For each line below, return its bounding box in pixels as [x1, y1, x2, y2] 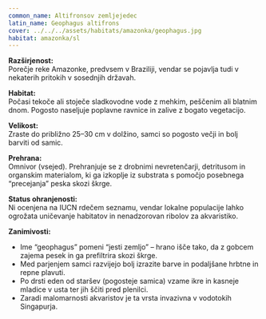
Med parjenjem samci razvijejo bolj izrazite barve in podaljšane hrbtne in [19, 259, 259, 269]
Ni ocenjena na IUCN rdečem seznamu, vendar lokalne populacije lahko [8, 203, 244, 213]
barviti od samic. [8, 138, 64, 148]
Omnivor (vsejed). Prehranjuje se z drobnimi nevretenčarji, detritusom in [8, 161, 246, 172]
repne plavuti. [19, 268, 66, 277]
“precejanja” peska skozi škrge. [8, 179, 113, 189]
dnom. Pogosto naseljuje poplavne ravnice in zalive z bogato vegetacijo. [8, 106, 246, 115]
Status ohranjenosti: [8, 194, 78, 204]
